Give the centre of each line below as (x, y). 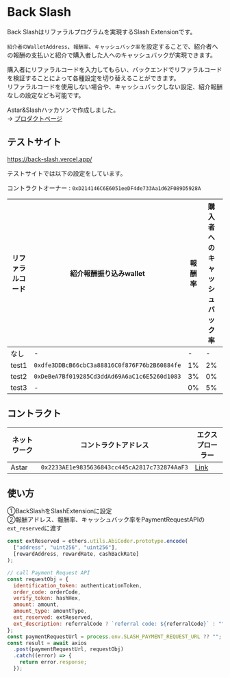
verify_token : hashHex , (47, 598)
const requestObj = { (38, 579)
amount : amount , (36, 605)
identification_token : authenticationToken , (78, 585)
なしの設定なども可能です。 (46, 95)
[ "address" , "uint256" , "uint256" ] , (65, 548)
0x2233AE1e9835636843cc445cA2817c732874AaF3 (114, 467)
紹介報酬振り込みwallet (107, 273)
